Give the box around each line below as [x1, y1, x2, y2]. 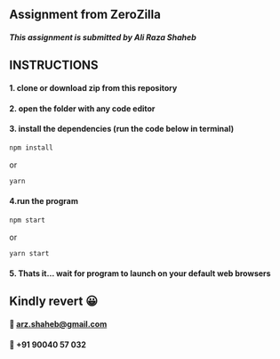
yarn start [9, 249, 50, 257]
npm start [9, 216, 46, 224]
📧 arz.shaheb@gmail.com [9, 319, 108, 330]
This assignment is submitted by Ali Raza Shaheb [9, 31, 197, 43]
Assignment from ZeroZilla [9, 7, 162, 22]
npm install [9, 143, 53, 152]
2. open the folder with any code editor [9, 102, 156, 114]
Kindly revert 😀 [9, 294, 99, 309]
